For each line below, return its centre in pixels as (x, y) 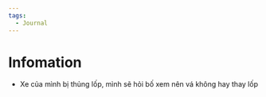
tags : (17, 16)
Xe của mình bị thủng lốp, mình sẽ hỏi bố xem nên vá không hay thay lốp (139, 84)
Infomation (45, 62)
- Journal (31, 23)
